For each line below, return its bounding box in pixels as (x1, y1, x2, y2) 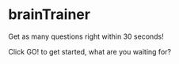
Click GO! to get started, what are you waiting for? (8, 47, 172, 56)
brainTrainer (8, 6, 91, 24)
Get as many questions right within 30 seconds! (8, 32, 164, 41)
